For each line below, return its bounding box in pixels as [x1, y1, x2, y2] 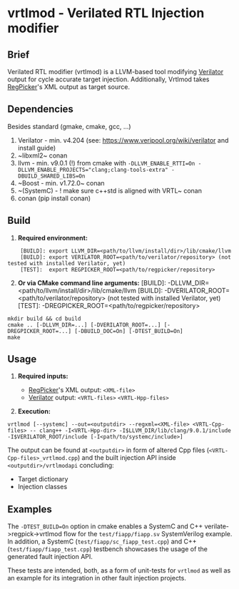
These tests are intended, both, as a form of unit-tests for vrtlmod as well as [7, 566, 231, 575]
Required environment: [17, 233, 88, 242]
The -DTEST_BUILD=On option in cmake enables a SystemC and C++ [7, 522, 203, 531]
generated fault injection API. [7, 553, 93, 561]
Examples [7, 503, 52, 515]
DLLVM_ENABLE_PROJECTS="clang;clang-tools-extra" [17, 166, 169, 173]
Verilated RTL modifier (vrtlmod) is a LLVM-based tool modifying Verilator [7, 68, 223, 76]
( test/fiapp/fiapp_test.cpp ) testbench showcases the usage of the [7, 545, 208, 553]
